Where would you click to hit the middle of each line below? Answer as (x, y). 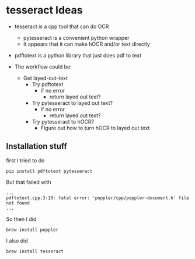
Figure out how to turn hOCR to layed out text (95, 128)
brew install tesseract (35, 251)
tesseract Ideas (44, 10)
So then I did (21, 219)
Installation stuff (36, 146)
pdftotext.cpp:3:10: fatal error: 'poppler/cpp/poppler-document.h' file (98, 198)
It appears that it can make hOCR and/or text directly (87, 44)
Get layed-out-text (46, 78)
